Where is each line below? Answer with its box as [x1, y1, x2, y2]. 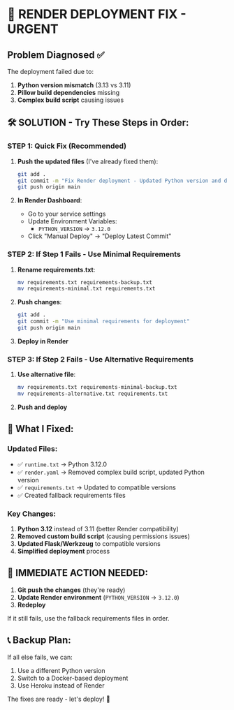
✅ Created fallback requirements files [17, 491, 126, 499]
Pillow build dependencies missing [17, 89, 120, 96]
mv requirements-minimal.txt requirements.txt [17, 286, 156, 293]
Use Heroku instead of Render [17, 681, 105, 690]
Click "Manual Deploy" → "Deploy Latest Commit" [27, 232, 172, 240]
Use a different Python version [17, 666, 105, 674]
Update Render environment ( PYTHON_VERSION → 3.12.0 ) [17, 593, 180, 601]
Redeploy [17, 600, 46, 609]
